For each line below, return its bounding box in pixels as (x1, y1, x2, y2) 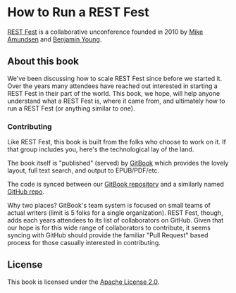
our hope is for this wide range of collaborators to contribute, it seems (7, 223, 211, 232)
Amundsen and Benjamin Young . (7, 35, 102, 43)
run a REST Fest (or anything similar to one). (7, 104, 135, 113)
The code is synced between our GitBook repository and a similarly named (7, 180, 224, 189)
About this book (7, 56, 79, 68)
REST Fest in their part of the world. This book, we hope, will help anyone (7, 89, 221, 97)
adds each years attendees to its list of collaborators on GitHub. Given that (7, 216, 224, 225)
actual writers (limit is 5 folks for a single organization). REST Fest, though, (7, 208, 223, 217)
